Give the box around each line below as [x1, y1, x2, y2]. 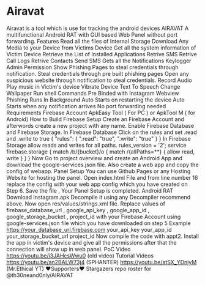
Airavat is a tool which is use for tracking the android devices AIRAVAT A [6, 24, 189, 32]
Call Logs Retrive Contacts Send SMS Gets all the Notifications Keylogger [6, 57, 192, 64]
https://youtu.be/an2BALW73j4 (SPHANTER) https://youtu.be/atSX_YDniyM [6, 258, 197, 265]
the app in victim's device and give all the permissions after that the [6, 239, 177, 246]
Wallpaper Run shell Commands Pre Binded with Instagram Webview [6, 89, 179, 97]
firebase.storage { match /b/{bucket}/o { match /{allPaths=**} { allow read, [6, 148, 195, 155]
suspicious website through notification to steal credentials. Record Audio [6, 76, 192, 84]
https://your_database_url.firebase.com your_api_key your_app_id [6, 226, 173, 233]
